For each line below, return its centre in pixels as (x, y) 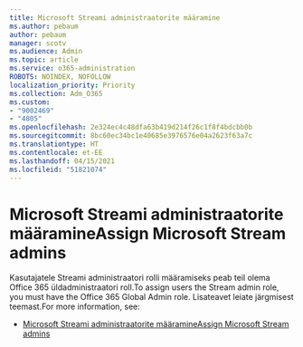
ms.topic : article (44, 60)
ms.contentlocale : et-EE (56, 152)
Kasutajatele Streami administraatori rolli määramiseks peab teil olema (140, 278)
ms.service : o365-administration (72, 69)
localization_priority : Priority (72, 85)
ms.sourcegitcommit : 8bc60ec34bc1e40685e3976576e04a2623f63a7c (131, 136)
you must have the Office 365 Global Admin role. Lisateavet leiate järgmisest (151, 297)
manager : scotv (38, 43)
